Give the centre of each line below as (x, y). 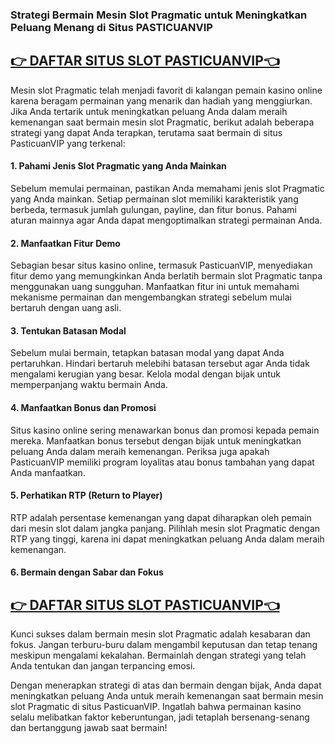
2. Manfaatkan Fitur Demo (65, 243)
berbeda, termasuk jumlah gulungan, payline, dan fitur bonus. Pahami (154, 209)
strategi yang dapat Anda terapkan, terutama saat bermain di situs (146, 132)
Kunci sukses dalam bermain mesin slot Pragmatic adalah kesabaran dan (160, 634)
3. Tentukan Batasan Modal (68, 330)
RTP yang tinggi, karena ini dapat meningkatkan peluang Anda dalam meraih (167, 539)
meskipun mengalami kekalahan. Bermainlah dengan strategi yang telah (158, 655)
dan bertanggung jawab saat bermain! (89, 728)
